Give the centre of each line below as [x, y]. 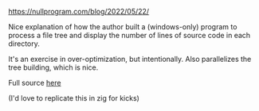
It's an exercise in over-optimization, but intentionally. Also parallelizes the [130, 59]
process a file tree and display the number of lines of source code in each [129, 35]
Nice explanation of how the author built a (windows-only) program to [123, 27]
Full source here [35, 83]
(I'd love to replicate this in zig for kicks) [74, 98]
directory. [24, 44]
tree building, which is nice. [53, 67]
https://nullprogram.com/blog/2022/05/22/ [79, 11]
